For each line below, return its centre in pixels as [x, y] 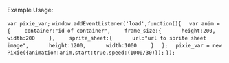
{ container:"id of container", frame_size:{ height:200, [111, 31]
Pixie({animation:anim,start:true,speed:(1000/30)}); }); [91, 53]
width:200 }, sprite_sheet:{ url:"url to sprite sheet [107, 38]
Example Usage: [30, 10]
